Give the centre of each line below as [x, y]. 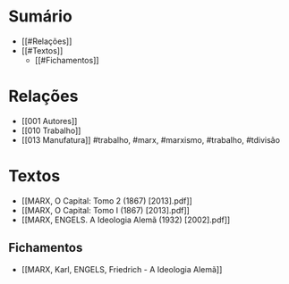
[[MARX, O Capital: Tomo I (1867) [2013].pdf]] [105, 210]
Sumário [40, 17]
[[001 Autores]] [49, 121]
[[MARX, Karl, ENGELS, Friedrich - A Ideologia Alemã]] [122, 269]
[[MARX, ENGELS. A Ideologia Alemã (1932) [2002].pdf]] [126, 220]
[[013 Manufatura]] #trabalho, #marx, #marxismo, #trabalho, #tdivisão [151, 139]
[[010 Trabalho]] [51, 130]
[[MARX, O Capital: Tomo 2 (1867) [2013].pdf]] [107, 200]
